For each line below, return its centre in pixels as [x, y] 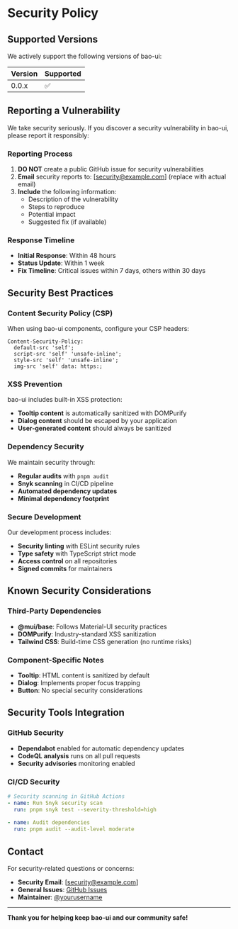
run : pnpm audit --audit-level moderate [74, 829]
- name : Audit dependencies [49, 823]
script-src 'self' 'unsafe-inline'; [68, 354]
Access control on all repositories [67, 561]
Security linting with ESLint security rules [79, 546]
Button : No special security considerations [80, 690]
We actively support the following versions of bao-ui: [85, 56]
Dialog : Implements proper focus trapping [79, 682]
